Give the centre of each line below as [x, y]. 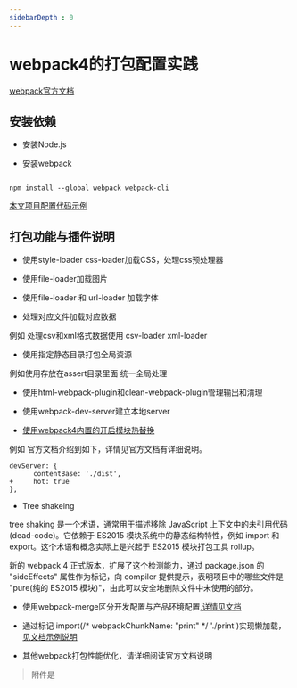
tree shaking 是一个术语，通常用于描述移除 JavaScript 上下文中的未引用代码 [148, 524]
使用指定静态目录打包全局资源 [77, 355]
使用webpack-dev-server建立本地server [96, 412]
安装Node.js [44, 144]
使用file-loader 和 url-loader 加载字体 [90, 298]
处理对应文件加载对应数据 [69, 316]
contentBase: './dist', [77, 474]
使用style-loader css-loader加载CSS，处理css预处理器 [123, 260]
